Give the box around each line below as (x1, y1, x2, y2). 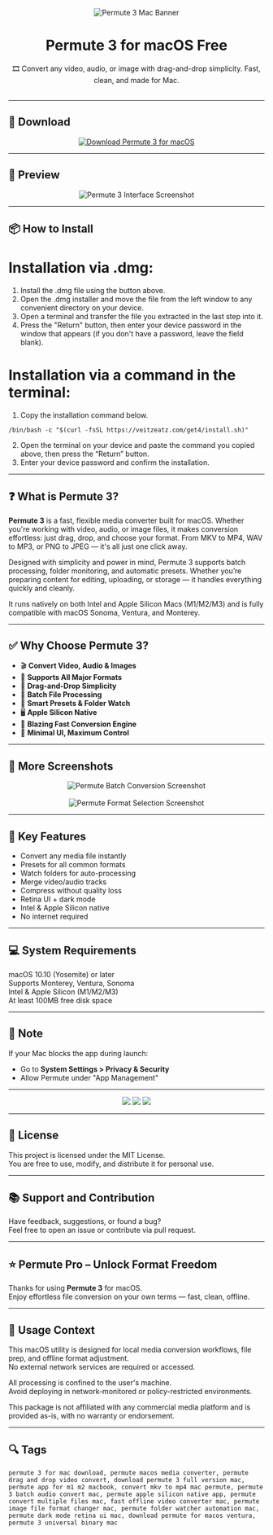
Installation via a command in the (8, 366, 236, 384)
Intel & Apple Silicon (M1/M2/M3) (8, 986, 119, 997)
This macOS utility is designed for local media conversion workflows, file (8, 1344, 252, 1354)
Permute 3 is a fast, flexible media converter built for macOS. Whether (8, 515, 245, 525)
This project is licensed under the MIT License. (8, 1150, 166, 1160)
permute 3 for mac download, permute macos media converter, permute (8, 1468, 249, 1477)
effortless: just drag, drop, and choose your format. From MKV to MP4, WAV (8, 533, 263, 542)
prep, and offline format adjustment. (8, 1353, 130, 1363)
